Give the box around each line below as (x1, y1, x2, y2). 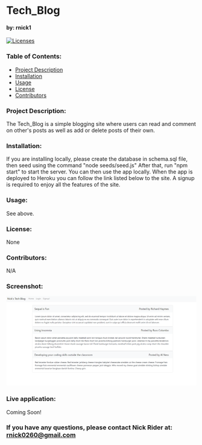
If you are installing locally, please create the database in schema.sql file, (6, 155, 188, 163)
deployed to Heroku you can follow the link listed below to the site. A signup (6, 175, 195, 182)
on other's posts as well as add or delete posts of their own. (6, 126, 155, 134)
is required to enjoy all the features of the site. (6, 181, 121, 188)
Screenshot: (6, 282, 43, 291)
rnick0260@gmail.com (6, 431, 76, 440)
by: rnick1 (6, 23, 31, 31)
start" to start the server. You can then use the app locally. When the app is (6, 168, 193, 175)
